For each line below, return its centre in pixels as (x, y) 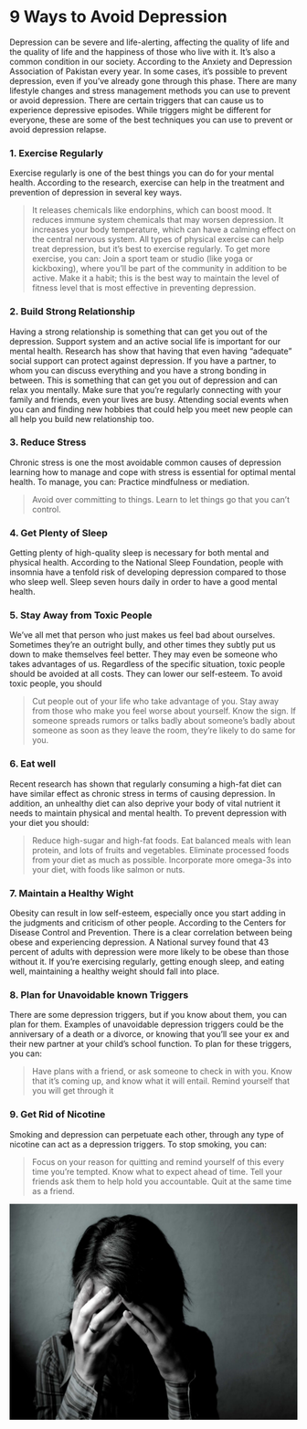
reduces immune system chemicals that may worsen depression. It (158, 220)
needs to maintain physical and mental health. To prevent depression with (148, 813)
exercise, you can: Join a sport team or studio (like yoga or (143, 259)
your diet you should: (49, 822)
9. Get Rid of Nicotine (58, 1115)
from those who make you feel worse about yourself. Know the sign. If (164, 711)
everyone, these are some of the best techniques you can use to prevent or (151, 120)
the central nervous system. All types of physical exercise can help (158, 239)
